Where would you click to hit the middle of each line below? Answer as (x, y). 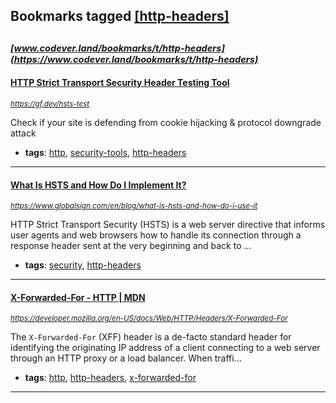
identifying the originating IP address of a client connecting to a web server (165, 348)
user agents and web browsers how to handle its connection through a (156, 235)
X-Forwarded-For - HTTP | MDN (78, 297)
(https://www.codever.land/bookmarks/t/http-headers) (134, 59)
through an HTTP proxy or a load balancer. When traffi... (126, 358)
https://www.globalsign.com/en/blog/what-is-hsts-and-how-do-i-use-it (134, 206)
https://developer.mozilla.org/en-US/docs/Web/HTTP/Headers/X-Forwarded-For (149, 319)
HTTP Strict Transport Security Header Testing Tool (120, 83)
